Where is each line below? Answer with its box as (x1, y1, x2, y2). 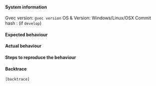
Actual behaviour (5, 43, 42, 49)
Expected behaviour (5, 31, 48, 37)
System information (5, 4, 47, 10)
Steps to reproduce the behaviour (5, 54, 76, 60)
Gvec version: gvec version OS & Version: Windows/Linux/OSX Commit (5, 15, 152, 21)
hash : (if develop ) (5, 20, 42, 26)
